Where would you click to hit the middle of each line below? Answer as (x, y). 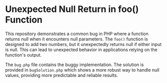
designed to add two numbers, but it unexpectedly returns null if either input (83, 44)
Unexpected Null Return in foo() (72, 9)
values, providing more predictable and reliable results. (62, 75)
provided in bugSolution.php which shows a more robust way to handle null (82, 70)
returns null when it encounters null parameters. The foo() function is (77, 39)
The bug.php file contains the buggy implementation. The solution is (75, 64)
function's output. (23, 55)
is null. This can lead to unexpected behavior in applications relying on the (82, 49)
